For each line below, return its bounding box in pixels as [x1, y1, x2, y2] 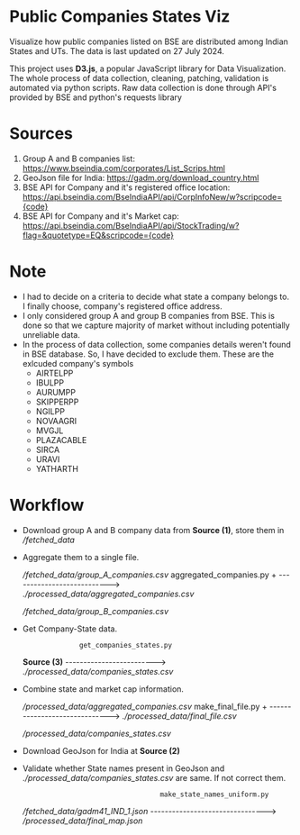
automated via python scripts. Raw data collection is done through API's [9, 82, 277, 93]
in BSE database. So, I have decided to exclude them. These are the [22, 349, 275, 359]
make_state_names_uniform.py [159, 790, 269, 799]
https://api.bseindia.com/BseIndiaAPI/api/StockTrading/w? [22, 220, 240, 231]
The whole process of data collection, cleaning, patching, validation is [9, 72, 269, 83]
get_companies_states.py [79, 640, 173, 649]
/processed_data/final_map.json [22, 815, 143, 826]
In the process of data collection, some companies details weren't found [22, 339, 291, 349]
